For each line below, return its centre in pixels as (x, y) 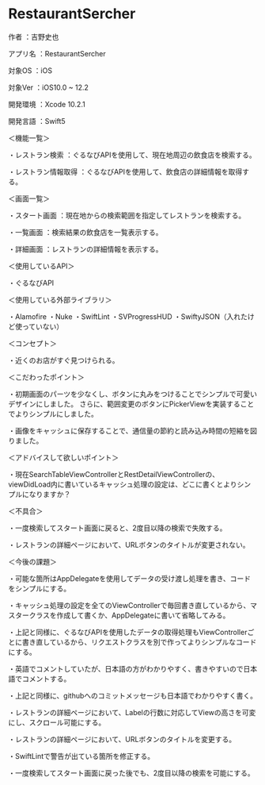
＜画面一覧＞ (29, 198)
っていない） (43, 326)
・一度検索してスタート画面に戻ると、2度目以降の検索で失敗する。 (117, 528)
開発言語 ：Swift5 (37, 121)
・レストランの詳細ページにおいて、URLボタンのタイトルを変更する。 (122, 739)
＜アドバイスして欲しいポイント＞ (64, 457)
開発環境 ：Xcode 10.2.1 (47, 104)
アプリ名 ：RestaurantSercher (57, 53)
